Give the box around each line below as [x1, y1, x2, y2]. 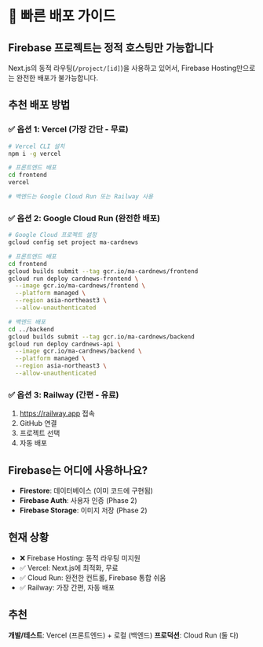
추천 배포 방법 [8, 98, 71, 112]
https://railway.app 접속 [19, 409, 96, 418]
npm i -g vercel [8, 150, 61, 157]
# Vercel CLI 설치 [8, 142, 65, 150]
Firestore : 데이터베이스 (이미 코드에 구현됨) [19, 486, 153, 496]
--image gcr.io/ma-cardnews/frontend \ [15, 282, 146, 290]
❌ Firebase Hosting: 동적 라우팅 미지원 [19, 553, 141, 563]
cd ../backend [8, 325, 55, 333]
